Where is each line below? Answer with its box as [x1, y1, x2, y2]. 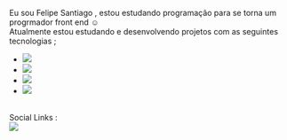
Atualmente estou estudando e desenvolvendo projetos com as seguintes [9, 27, 278, 36]
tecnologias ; [9, 35, 57, 46]
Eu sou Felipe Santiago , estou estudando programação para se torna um [9, 8, 277, 18]
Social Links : [9, 113, 58, 122]
